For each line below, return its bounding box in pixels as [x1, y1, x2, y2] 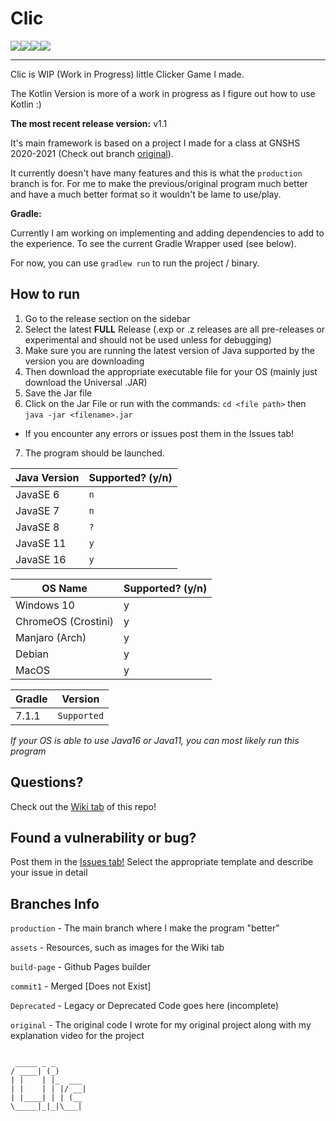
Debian [15, 647, 49, 661]
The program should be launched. [24, 447, 165, 459]
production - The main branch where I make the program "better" [10, 922, 280, 934]
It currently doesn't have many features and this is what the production [10, 167, 303, 179]
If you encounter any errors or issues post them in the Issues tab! [24, 427, 295, 439]
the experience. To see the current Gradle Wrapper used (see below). [10, 237, 297, 249]
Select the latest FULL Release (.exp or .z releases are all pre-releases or [24, 323, 326, 335]
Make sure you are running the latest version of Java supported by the [24, 344, 315, 356]
